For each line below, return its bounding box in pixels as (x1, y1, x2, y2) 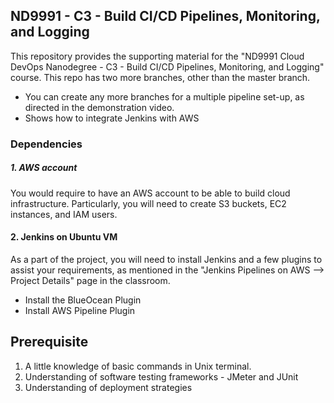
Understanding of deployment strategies (24, 381, 193, 393)
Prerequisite (10, 334, 89, 351)
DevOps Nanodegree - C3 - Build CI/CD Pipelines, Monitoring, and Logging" (10, 60, 325, 73)
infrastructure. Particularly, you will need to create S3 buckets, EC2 (10, 197, 287, 209)
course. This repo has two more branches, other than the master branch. (10, 71, 311, 83)
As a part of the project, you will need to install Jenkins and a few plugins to (10, 253, 323, 265)
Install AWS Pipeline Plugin (24, 304, 136, 316)
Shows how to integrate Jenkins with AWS (24, 112, 200, 124)
